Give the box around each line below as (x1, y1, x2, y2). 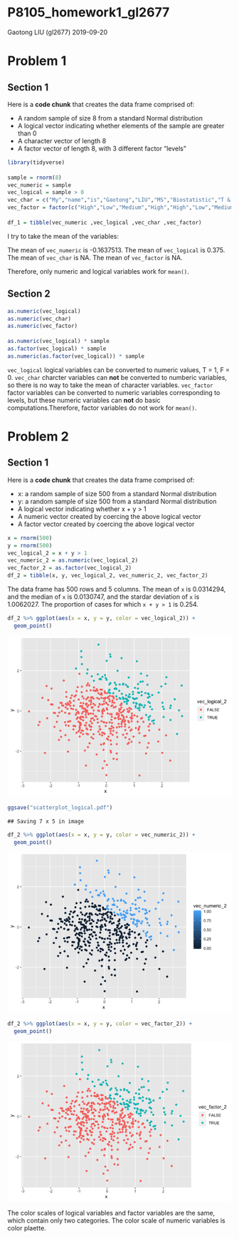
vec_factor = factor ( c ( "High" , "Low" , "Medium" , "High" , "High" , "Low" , (7, 204, 212, 211)
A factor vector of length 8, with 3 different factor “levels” (17, 144, 186, 153)
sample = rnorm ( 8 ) (7, 174, 62, 181)
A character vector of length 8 (17, 136, 107, 145)
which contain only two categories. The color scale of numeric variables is (7, 1216, 225, 1225)
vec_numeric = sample (7, 181, 72, 189)
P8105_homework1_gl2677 (7, 4, 170, 21)
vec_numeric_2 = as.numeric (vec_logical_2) (7, 557, 139, 564)
